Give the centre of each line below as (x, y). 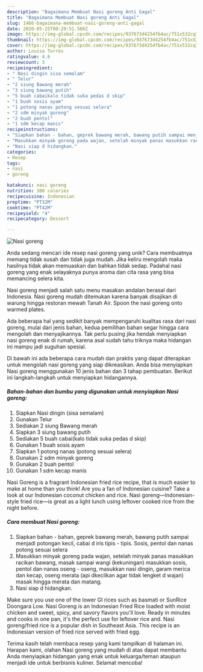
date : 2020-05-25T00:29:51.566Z (47, 29)
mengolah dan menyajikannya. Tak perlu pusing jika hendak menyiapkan (97, 334)
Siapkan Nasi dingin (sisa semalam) (60, 413)
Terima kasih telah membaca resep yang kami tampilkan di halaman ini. (95, 644)
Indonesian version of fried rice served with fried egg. (74, 632)
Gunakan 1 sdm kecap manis (51, 471)
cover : (15, 46)
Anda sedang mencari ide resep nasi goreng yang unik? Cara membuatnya (99, 253)
